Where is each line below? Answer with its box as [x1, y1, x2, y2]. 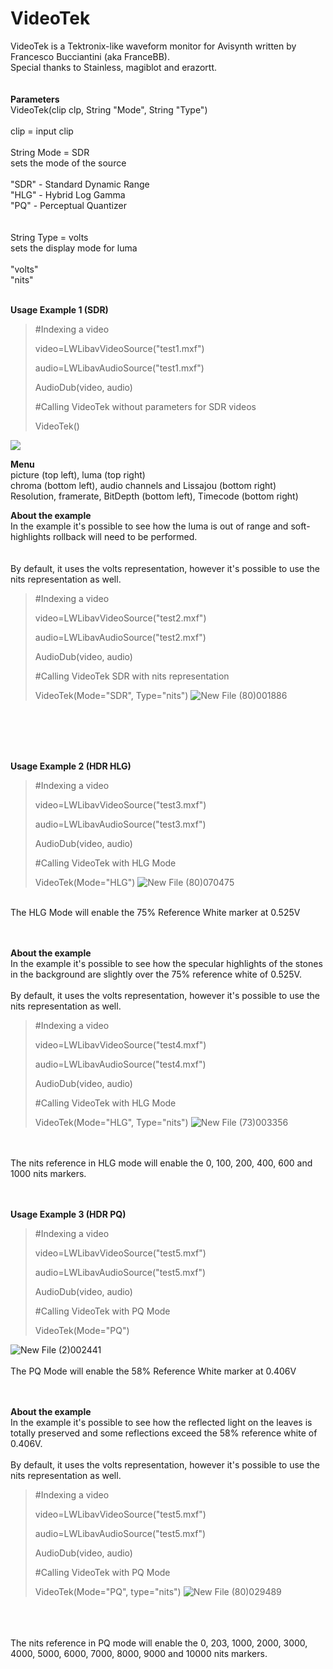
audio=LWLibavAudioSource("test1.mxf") [34, 362, 205, 374]
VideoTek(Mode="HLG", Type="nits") [34, 1116, 189, 1128]
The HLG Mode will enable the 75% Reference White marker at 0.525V [10, 906, 301, 918]
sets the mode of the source [10, 157, 127, 169]
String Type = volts [10, 231, 89, 243]
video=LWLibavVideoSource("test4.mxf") [34, 1038, 207, 1051]
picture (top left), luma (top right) [10, 468, 146, 481]
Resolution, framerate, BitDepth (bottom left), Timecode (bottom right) [10, 490, 299, 502]
